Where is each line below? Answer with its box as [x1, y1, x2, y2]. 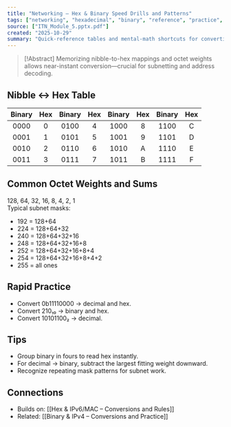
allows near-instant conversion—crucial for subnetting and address [23, 62, 215, 70]
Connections [7, 386, 64, 398]
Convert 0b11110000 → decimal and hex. [16, 299, 132, 307]
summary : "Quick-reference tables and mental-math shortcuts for [7, 36, 198, 43]
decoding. [23, 70, 53, 78]
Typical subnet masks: [7, 204, 71, 212]
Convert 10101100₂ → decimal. [16, 314, 103, 322]
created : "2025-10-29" [7, 29, 72, 37]
